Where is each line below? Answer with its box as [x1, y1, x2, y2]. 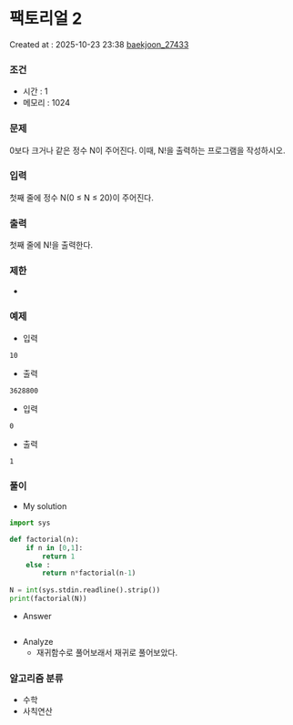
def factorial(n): [9, 535, 79, 544]
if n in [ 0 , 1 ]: [25, 543, 84, 552]
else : [25, 560, 51, 569]
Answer [22, 610, 52, 621]
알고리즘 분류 [9, 671, 64, 684]
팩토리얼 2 [9, 8, 83, 29]
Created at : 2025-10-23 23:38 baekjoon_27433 [9, 38, 189, 50]
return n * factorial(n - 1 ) [42, 568, 136, 578]
